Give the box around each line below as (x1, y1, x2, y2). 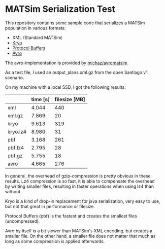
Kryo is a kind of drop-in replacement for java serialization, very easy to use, (5, 198, 160, 204)
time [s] (31, 96, 50, 103)
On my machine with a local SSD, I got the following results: (5, 84, 126, 90)
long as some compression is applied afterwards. (5, 238, 105, 244)
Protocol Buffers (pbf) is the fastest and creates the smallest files (5, 213, 137, 219)
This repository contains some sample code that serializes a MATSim (5, 20, 145, 26)
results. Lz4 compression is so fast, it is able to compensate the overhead (5, 178, 155, 184)
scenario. (5, 74, 24, 80)
